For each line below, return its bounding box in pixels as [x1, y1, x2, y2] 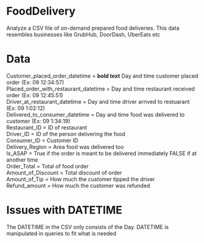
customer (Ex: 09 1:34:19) [6, 117, 71, 125]
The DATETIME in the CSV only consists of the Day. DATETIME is [6, 223, 169, 230]
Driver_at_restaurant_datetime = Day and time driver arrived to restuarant [6, 98, 190, 105]
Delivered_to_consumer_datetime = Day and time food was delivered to [6, 111, 185, 118]
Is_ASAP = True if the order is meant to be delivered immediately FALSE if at [6, 149, 197, 157]
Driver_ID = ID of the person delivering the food [6, 130, 126, 137]
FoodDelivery [6, 4, 76, 18]
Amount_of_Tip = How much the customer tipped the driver [6, 175, 155, 183]
